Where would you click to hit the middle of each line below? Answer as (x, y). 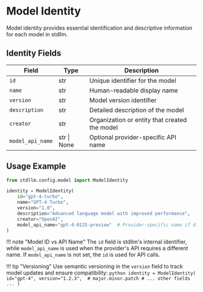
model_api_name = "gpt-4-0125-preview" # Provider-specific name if (104, 225)
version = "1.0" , (36, 208)
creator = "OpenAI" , (40, 219)
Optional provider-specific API (133, 137)
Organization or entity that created (138, 120)
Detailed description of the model (137, 110)
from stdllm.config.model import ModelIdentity (67, 180)
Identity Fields (34, 54)
